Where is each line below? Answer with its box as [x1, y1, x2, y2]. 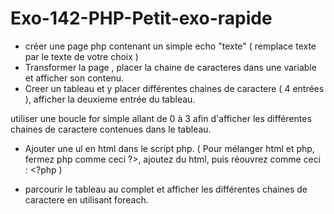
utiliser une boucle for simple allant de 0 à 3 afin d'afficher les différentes [10, 112, 312, 124]
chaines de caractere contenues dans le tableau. [10, 123, 212, 135]
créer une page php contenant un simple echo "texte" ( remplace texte [24, 40, 317, 52]
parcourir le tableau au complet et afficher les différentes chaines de [24, 183, 308, 195]
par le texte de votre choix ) [24, 50, 139, 62]
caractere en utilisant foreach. [24, 193, 149, 206]
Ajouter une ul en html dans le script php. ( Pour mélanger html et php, [24, 142, 315, 154]
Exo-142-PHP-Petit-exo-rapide [10, 7, 273, 30]
